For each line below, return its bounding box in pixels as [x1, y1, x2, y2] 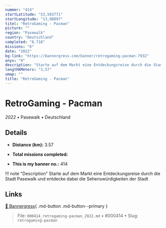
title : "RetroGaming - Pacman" [5, 76, 70, 81]
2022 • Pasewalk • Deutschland [5, 114, 71, 120]
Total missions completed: [12, 151, 68, 157]
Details [5, 128, 27, 137]
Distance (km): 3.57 [12, 142, 54, 148]
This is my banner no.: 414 [12, 161, 68, 167]
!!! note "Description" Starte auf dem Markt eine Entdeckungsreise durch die [5, 171, 161, 176]
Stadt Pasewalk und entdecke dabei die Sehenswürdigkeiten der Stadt [5, 175, 149, 181]
